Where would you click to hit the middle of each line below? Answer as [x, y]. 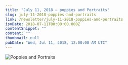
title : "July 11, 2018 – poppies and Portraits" [57, 10]
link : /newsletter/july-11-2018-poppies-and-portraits [64, 19]
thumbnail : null [22, 38]
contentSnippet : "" [26, 29]
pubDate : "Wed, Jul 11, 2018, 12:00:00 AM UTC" [56, 43]
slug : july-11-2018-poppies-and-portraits [51, 15]
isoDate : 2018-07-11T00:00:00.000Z [43, 24]
